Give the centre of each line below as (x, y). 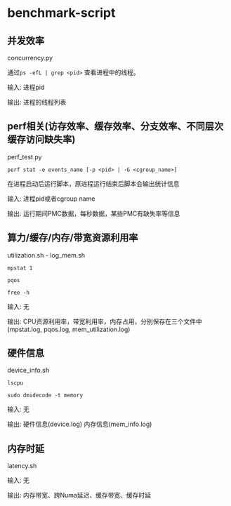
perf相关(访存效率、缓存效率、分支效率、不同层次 (115, 127)
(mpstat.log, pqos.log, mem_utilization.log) (69, 329)
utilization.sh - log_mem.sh (46, 255)
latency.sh (22, 466)
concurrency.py (30, 58)
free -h (19, 293)
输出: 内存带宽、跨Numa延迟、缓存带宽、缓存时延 (79, 495)
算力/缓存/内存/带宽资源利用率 (73, 238)
